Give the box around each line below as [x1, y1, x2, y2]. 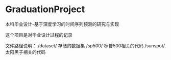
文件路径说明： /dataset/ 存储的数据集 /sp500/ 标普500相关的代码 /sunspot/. [5, 42, 166, 49]
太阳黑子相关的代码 [5, 49, 46, 55]
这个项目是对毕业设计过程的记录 [5, 32, 72, 38]
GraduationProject [5, 4, 85, 15]
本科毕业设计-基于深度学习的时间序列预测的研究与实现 [5, 21, 119, 27]
